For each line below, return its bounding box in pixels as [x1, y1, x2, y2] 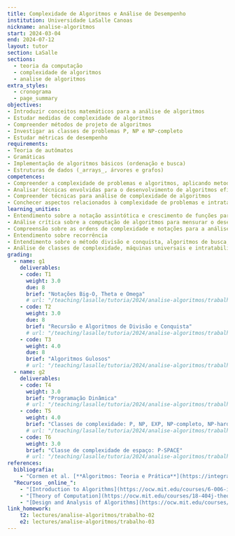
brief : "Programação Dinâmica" [25, 394, 117, 401]
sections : [7, 56, 36, 63]
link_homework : [7, 505, 52, 512]
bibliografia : [13, 467, 55, 474]
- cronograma [13, 88, 52, 95]
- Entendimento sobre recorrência [7, 232, 108, 239]
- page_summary [13, 95, 58, 102]
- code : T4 [20, 381, 52, 389]
